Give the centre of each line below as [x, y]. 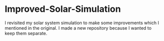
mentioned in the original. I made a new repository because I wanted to [78, 28]
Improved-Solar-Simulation [63, 9]
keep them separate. [26, 33]
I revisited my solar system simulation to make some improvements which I [82, 23]
